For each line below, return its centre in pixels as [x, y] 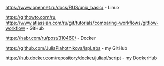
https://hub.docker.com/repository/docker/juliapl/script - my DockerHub [81, 58]
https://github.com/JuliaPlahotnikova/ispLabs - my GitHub [66, 48]
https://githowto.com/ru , [31, 17]
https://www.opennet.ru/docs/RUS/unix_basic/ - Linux [62, 7]
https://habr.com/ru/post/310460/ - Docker [51, 38]
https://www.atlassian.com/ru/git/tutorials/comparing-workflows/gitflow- [82, 23]
